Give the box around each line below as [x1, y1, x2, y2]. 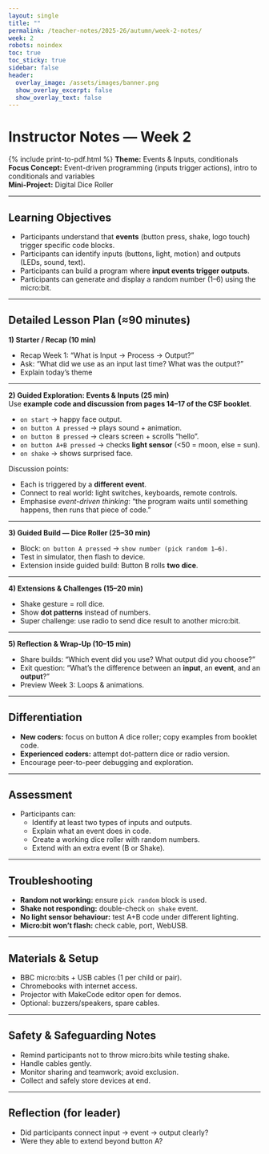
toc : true [8, 49, 42, 57]
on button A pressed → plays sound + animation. [19, 423, 183, 432]
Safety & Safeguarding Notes [8, 1029, 157, 1043]
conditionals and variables [8, 171, 95, 181]
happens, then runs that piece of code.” [19, 505, 151, 515]
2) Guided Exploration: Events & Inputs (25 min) [8, 390, 170, 400]
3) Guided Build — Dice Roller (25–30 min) [8, 527, 151, 537]
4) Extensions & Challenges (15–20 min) [8, 583, 144, 593]
